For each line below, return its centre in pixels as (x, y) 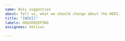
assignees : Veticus (25, 27)
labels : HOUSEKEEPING (27, 23)
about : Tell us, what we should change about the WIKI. (63, 14)
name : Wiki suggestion (28, 9)
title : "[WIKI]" (21, 18)
